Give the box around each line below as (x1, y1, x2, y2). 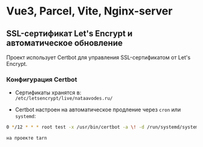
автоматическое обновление (6, 38, 123, 48)
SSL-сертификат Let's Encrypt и (6, 28, 133, 39)
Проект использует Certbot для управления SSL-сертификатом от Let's (6, 54, 191, 61)
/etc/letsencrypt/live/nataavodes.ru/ (14, 96, 113, 102)
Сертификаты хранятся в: (14, 89, 82, 96)
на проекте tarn (6, 135, 47, 142)
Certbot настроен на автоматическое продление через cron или (14, 106, 181, 113)
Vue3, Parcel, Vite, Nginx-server (6, 4, 173, 18)
